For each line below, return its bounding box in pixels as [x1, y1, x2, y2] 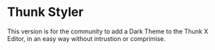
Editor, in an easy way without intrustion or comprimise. [7, 34, 166, 42]
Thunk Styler [7, 4, 84, 20]
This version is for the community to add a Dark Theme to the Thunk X [7, 27, 209, 35]
